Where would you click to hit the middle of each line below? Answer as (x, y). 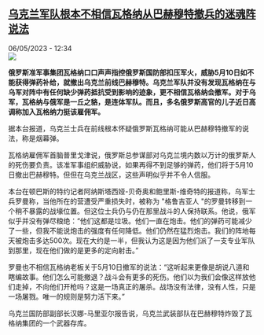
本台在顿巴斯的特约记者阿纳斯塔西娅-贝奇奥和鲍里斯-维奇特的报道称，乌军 (128, 191)
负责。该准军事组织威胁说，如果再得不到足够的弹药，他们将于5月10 (144, 164)
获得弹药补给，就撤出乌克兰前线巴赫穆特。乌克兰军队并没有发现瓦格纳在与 (135, 82)
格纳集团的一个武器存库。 (49, 323)
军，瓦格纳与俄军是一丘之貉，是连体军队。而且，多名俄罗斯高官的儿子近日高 (132, 101)
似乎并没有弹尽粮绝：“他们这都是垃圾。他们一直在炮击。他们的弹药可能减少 (130, 221)
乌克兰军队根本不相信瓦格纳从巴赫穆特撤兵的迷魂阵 (132, 14)
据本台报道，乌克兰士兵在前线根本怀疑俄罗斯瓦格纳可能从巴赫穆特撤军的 (125, 128)
